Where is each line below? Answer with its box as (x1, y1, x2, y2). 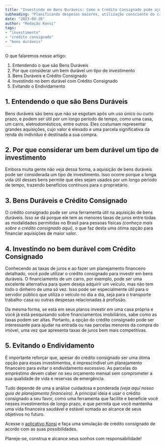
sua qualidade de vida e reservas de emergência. (5, 375, 105, 382)
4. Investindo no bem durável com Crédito (5, 245, 136, 253)
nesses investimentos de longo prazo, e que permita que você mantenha (5, 401, 153, 407)
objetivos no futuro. (5, 411, 45, 417)
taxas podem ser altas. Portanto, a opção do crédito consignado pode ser (5, 317, 155, 322)
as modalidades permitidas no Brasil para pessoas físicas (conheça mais (5, 220, 153, 226)
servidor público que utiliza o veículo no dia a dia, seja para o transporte (5, 291, 151, 297)
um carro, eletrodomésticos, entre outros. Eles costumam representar (5, 121, 146, 127)
